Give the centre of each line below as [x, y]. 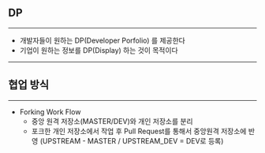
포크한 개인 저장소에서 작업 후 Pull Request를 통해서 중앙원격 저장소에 [139, 131]
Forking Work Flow [50, 112]
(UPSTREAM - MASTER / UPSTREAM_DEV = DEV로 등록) [132, 140]
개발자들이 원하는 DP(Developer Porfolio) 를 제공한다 [102, 40]
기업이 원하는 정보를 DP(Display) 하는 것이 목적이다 [99, 50]
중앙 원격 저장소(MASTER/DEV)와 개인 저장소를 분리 [112, 121]
